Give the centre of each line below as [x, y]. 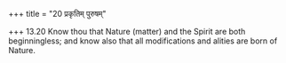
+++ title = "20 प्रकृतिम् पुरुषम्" [58, 14]
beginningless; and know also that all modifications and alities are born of [143, 41]
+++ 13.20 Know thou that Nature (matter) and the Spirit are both [127, 31]
